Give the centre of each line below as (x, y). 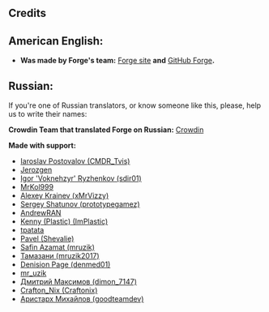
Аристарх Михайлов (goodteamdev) (82, 299)
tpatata (32, 230)
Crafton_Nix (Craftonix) (59, 290)
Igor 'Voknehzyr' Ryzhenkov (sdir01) (81, 178)
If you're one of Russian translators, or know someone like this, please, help (135, 105)
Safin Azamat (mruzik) (58, 247)
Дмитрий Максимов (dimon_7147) (79, 282)
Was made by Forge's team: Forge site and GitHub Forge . (117, 61)
